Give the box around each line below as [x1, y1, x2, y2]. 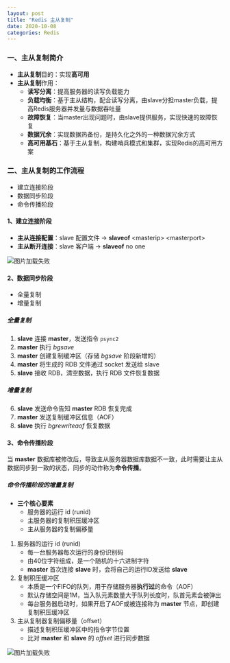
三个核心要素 [16, 499, 53, 508]
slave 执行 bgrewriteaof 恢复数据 [16, 421, 111, 430]
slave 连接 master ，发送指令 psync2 [16, 334, 119, 343]
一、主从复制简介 [7, 53, 64, 62]
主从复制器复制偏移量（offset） [16, 617, 106, 625]
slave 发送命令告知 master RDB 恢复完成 [16, 404, 132, 412]
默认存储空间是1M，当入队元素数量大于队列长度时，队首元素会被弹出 [27, 591, 221, 599]
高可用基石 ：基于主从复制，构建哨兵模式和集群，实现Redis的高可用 [27, 139, 217, 147]
